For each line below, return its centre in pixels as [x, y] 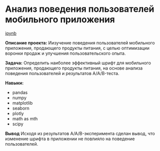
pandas [20, 92]
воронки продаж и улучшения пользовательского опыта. [65, 53]
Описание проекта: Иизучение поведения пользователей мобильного [80, 42]
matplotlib [22, 103]
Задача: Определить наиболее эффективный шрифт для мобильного [78, 63]
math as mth [25, 118]
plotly [18, 113]
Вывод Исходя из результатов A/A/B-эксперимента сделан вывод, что [80, 133]
